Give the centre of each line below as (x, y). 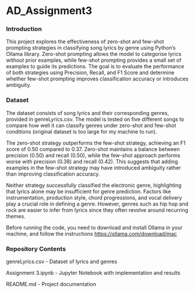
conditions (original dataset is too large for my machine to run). (82, 131)
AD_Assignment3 (49, 11)
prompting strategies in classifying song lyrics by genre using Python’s (91, 48)
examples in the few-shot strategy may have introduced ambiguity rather (94, 168)
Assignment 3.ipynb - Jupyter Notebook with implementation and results (93, 273)
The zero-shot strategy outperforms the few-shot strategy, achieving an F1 (96, 143)
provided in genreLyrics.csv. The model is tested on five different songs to (95, 119)
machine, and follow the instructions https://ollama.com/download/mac (91, 233)
